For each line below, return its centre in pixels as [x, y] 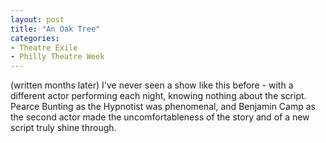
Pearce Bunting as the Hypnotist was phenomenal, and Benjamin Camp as [163, 107]
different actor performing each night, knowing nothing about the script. [158, 96]
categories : [35, 38]
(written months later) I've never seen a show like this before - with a [152, 85]
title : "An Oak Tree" [55, 29]
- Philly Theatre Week [57, 57]
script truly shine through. [63, 128]
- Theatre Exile [44, 47]
